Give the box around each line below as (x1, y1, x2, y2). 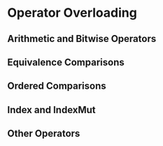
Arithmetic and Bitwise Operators (7, 33, 157, 45)
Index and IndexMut (7, 103, 96, 116)
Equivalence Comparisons (7, 56, 125, 68)
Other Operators (7, 128, 80, 140)
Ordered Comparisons (7, 80, 106, 92)
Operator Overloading (7, 5, 138, 21)
